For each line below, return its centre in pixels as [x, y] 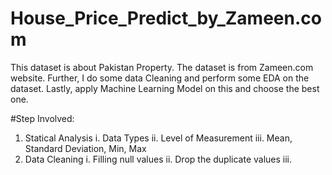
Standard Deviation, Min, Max [85, 148]
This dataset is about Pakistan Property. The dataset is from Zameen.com [162, 67]
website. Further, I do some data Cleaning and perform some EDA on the [160, 78]
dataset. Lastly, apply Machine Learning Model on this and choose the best [165, 88]
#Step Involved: [42, 118]
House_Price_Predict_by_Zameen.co [166, 18]
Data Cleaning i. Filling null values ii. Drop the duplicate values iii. [158, 159]
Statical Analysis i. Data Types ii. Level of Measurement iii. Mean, [158, 138]
